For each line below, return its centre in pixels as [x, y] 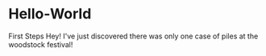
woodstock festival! [41, 44]
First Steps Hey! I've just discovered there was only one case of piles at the [133, 36]
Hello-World [50, 14]
